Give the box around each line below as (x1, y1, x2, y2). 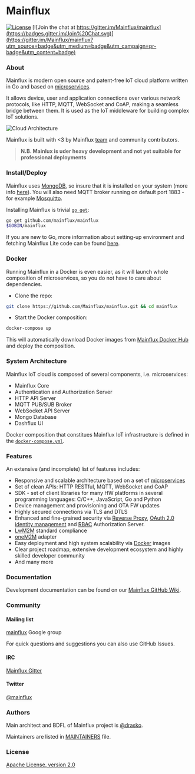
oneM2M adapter (14, 533, 57, 540)
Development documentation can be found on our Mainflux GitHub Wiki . (6, 586, 181, 593)
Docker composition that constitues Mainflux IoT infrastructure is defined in (6, 431, 190, 438)
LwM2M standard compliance (14, 527, 87, 534)
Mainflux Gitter (6, 667, 42, 674)
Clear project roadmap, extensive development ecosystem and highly (14, 546, 184, 553)
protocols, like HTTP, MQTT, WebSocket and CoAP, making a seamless (6, 101, 179, 108)
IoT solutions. (6, 113, 39, 120)
